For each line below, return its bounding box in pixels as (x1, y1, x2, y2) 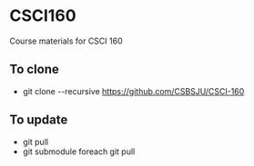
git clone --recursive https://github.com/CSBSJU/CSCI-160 (22, 85, 245, 96)
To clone (9, 62, 59, 77)
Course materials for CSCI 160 (9, 35, 123, 46)
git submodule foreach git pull (22, 146, 136, 157)
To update (9, 112, 68, 128)
